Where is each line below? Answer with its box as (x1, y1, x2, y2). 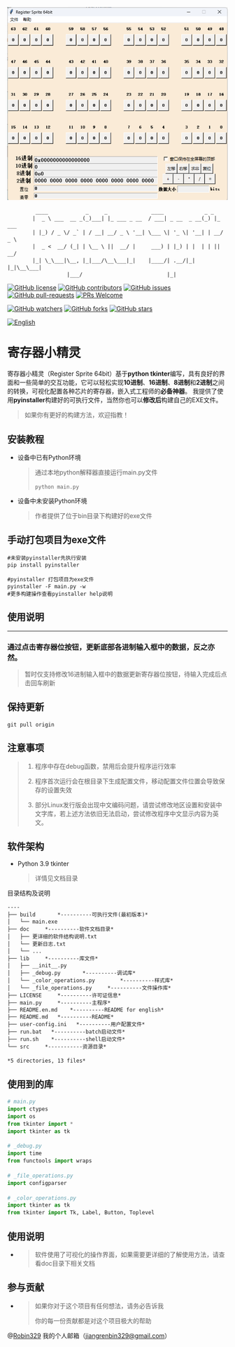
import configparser (7, 1179, 68, 1186)
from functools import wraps (7, 1157, 92, 1164)
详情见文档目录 (34, 874, 78, 882)
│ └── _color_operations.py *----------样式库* (7, 977, 173, 984)
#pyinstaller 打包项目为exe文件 (7, 576, 94, 583)
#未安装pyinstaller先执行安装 (7, 555, 87, 562)
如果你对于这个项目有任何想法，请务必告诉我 (34, 1301, 164, 1310)
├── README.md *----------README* (7, 1014, 114, 1021)
